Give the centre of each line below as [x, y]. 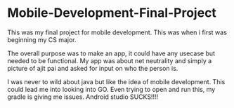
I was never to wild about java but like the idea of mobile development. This [116, 81]
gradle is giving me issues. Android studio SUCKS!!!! [83, 97]
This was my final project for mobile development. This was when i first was [117, 32]
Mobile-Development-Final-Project [112, 13]
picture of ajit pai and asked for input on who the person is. [93, 68]
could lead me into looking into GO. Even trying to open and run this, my [111, 89]
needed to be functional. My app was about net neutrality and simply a [110, 60]
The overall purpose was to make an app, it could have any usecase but [111, 53]
